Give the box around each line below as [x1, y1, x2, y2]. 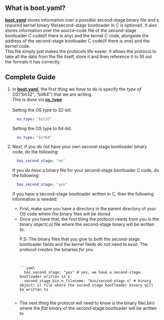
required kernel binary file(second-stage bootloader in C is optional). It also [5, 22, 157, 28]
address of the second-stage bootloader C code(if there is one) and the [5, 38, 150, 44]
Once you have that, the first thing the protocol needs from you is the [19, 216, 159, 222]
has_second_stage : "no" [17, 158, 65, 164]
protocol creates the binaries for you [19, 247, 94, 253]
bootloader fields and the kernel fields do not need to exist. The [19, 241, 148, 247]
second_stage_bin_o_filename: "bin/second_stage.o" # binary [23, 279, 152, 284]
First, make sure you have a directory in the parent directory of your [19, 206, 157, 212]
